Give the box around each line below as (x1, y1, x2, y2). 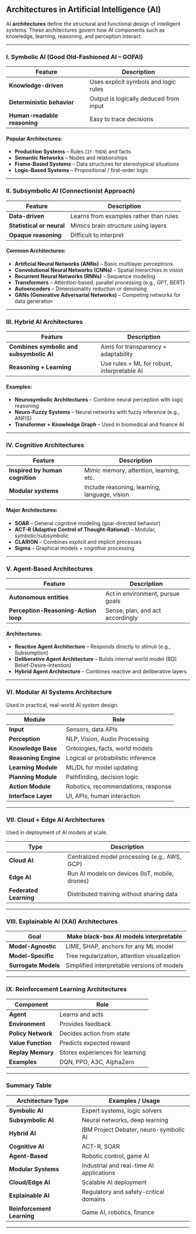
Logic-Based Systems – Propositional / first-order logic (14, 167, 149, 174)
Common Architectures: (6, 247, 66, 254)
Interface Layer (9, 791, 52, 800)
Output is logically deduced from (89, 95, 180, 103)
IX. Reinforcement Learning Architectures (6, 985, 127, 993)
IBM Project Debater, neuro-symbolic (81, 1125, 185, 1133)
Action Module (9, 782, 51, 790)
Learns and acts (59, 1010, 104, 1018)
